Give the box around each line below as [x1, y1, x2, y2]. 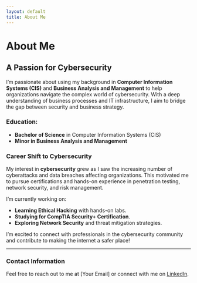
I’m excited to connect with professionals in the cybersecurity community [6, 231, 184, 238]
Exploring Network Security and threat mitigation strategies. [14, 220, 162, 227]
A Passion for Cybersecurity [6, 63, 113, 73]
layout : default [6, 8, 46, 15]
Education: [6, 118, 38, 126]
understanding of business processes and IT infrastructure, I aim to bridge [6, 97, 186, 104]
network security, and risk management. [6, 184, 104, 191]
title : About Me [6, 14, 46, 20]
